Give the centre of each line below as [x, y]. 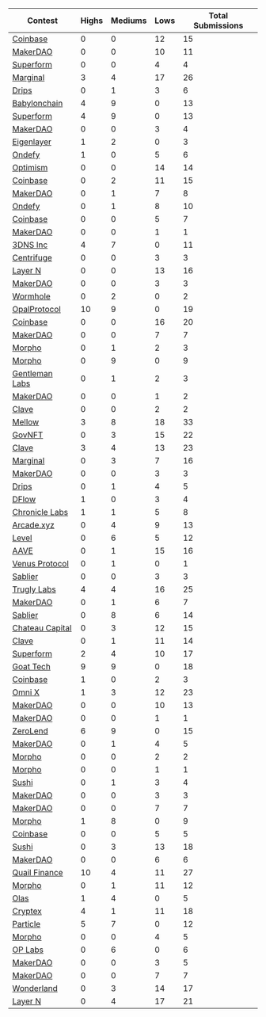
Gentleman [32, 373]
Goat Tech [32, 667]
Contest [42, 21]
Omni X [26, 692]
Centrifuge [32, 258]
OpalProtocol [36, 309]
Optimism [30, 168]
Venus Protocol [41, 564]
